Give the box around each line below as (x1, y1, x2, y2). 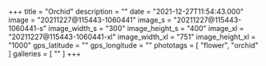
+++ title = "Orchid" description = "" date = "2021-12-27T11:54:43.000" (8, 7, 244, 16)
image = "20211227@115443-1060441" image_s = (8, 15, 172, 25)
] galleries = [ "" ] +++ (8, 49, 82, 58)
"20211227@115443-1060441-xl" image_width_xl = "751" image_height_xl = (8, 32, 256, 41)
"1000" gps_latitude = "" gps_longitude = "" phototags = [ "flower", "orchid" (8, 41, 259, 50)
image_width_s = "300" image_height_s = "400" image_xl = (47, 24, 244, 33)
